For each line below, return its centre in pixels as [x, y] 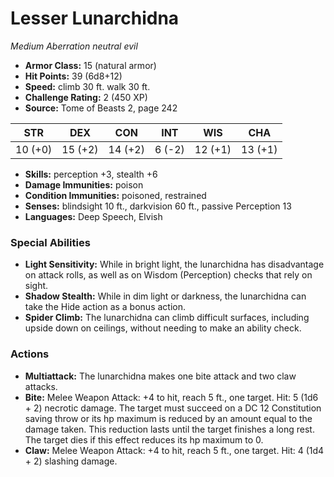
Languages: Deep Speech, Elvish [93, 216]
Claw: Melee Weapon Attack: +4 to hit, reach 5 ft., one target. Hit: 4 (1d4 [174, 450]
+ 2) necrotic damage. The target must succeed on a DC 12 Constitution [173, 408]
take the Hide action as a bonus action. [105, 307]
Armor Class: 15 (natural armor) [90, 65]
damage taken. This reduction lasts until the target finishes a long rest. [169, 429]
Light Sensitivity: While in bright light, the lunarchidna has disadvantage [174, 264]
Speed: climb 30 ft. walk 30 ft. [87, 86]
